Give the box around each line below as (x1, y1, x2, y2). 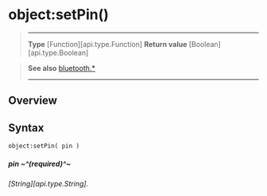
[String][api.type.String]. (8, 179, 89, 189)
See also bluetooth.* (27, 63, 95, 73)
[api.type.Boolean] (27, 48, 89, 57)
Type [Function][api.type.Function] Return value (27, 39, 188, 49)
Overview (8, 94, 58, 108)
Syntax (8, 121, 44, 135)
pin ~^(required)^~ (8, 159, 72, 168)
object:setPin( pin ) (8, 142, 80, 151)
